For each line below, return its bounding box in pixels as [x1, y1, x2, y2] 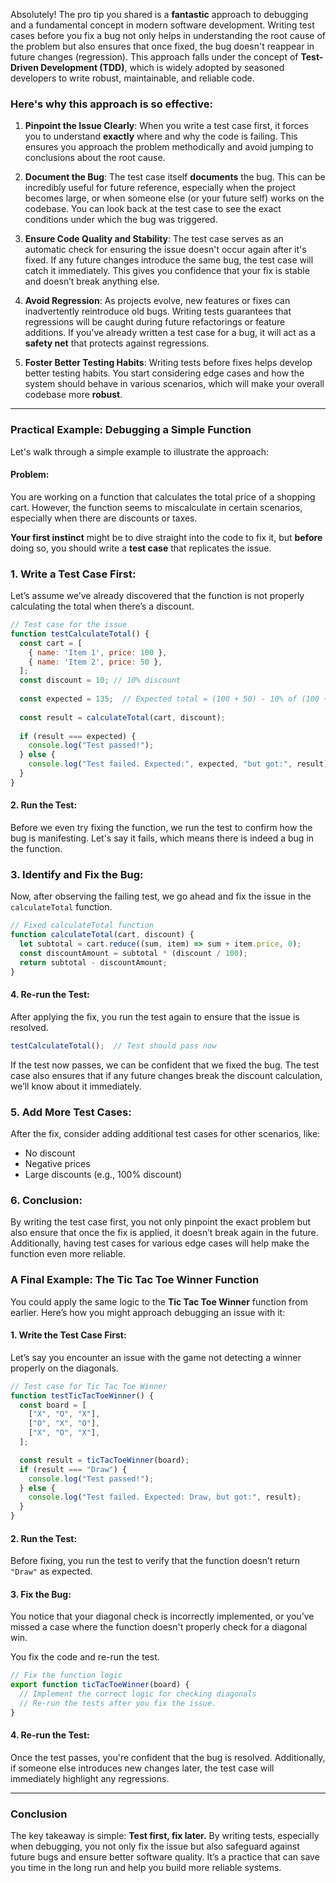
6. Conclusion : [10, 1193, 83, 1207]
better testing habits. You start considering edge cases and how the [24, 367, 305, 379]
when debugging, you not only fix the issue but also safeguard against [10, 1840, 300, 1853]
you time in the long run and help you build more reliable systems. [10, 1862, 282, 1874]
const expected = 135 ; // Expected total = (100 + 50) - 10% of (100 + [19, 694, 329, 704]
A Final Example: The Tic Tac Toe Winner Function [10, 1273, 260, 1287]
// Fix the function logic [10, 1670, 123, 1681]
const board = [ [19, 1400, 87, 1410]
